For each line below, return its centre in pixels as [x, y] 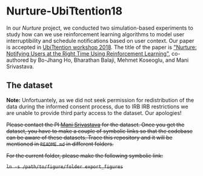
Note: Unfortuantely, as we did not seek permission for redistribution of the [100, 100]
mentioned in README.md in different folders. [60, 144]
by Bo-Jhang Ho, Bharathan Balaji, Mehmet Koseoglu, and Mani [109, 60]
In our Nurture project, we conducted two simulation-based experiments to [100, 28]
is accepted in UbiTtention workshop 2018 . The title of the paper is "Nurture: [101, 47]
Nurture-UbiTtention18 [65, 11]
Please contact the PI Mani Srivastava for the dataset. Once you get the [95, 125]
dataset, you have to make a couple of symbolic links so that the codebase [99, 131]
